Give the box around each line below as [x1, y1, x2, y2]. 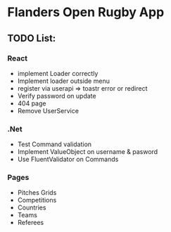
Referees [17, 219, 44, 227]
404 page [17, 99, 46, 108]
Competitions [17, 196, 57, 205]
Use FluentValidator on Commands [17, 155, 119, 164]
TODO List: [7, 32, 56, 44]
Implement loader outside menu [17, 77, 110, 85]
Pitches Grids [17, 188, 57, 197]
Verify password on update [17, 91, 96, 100]
